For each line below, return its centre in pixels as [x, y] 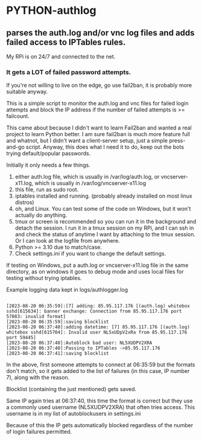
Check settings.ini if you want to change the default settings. [90, 254]
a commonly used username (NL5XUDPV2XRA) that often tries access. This [101, 407]
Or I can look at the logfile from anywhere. [67, 241]
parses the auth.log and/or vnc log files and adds [100, 33]
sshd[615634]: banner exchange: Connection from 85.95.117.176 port [94, 311]
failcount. [18, 116]
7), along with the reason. [38, 378]
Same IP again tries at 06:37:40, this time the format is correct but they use [99, 401]
